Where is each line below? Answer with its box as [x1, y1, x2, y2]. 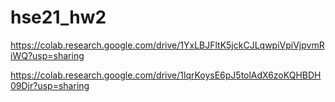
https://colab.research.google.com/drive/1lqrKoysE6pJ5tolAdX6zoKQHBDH [10, 69, 322, 81]
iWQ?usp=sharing [10, 49, 85, 61]
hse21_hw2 [10, 6, 107, 29]
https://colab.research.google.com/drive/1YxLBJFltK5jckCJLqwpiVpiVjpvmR [10, 39, 325, 51]
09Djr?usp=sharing [10, 79, 90, 91]
